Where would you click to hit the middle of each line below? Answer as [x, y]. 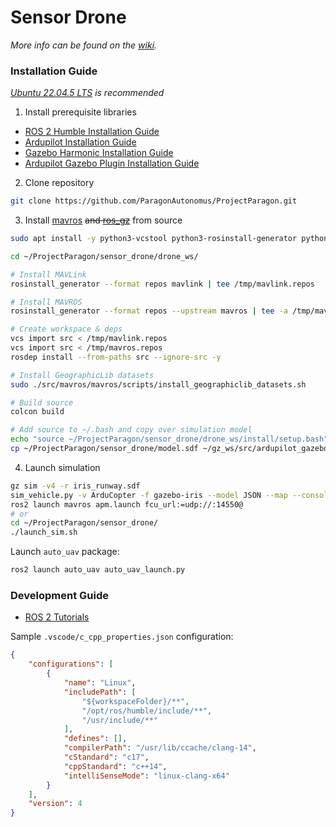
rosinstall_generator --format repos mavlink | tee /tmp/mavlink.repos [162, 284]
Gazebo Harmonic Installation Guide [99, 153]
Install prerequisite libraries [80, 112]
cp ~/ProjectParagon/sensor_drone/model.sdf [104, 449]
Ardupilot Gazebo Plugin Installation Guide [112, 163]
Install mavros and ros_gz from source [103, 220]
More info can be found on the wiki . [84, 45]
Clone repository [59, 183]
